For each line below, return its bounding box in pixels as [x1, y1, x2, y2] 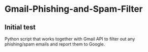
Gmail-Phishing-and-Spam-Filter [4, 3, 143, 15]
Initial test [4, 23, 36, 31]
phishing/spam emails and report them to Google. [4, 41, 105, 47]
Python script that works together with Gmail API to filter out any [4, 36, 135, 42]
